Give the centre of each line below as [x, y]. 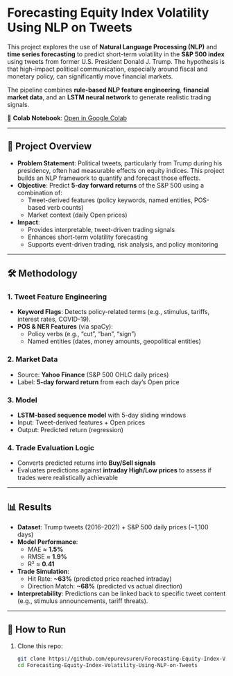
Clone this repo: [40, 646]
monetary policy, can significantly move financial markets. [90, 76]
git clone [32, 659]
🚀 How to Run [37, 629]
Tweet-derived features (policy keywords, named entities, [110, 200]
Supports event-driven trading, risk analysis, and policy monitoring [123, 244]
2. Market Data [33, 359]
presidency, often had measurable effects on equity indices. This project [121, 170]
